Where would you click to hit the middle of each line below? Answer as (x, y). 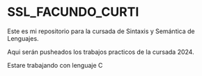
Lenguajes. (23, 38)
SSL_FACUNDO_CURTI (73, 12)
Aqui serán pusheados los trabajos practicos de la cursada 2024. (101, 52)
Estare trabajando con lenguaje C (55, 65)
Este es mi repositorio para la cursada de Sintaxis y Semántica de (101, 31)
